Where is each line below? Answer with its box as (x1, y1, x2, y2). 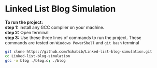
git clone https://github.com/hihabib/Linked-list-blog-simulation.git (5, 49, 152, 54)
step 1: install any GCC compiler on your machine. (5, 24, 105, 30)
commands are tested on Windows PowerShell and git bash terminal (5, 40, 139, 45)
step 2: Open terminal (5, 29, 49, 35)
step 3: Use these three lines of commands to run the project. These (5, 35, 142, 41)
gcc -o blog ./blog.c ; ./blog (5, 58, 66, 63)
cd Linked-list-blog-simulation (5, 54, 70, 58)
